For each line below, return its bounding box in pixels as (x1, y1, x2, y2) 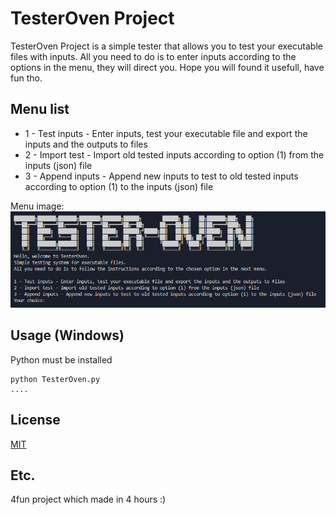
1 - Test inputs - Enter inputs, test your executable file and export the (24, 127, 308, 139)
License (10, 412, 61, 429)
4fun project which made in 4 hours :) (10, 493, 167, 506)
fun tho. (10, 72, 43, 84)
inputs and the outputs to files (24, 138, 148, 150)
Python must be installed (10, 353, 113, 366)
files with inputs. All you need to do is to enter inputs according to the (10, 50, 297, 62)
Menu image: (10, 200, 65, 212)
